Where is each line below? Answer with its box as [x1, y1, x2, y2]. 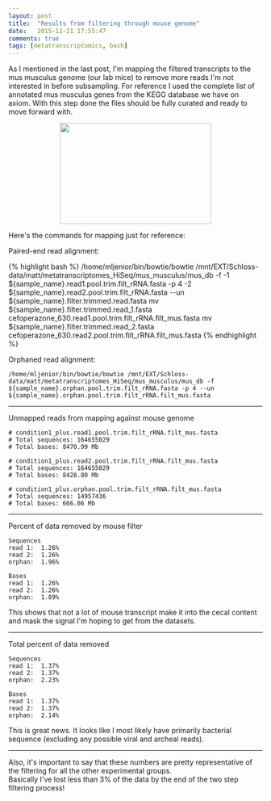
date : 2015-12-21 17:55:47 [8, 27, 106, 35]
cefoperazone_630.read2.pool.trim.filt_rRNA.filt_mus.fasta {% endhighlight [8, 330, 256, 340]
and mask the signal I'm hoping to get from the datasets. [8, 616, 196, 626]
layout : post [8, 11, 52, 20]
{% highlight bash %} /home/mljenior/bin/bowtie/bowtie [8, 262, 194, 271]
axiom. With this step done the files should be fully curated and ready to [8, 99, 248, 108]
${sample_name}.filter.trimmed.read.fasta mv [8, 296, 160, 306]
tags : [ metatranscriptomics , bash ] [8, 42, 128, 50]
